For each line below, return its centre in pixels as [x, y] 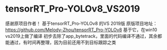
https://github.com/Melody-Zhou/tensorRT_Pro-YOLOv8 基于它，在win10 [81, 30]
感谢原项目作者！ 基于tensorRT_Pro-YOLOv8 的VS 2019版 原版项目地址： [81, 23]
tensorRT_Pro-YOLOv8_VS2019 [73, 9]
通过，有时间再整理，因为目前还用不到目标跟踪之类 [63, 42]
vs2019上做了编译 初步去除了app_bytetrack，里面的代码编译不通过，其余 [81, 36]
